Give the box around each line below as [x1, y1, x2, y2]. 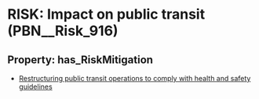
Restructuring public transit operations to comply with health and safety [18, 74, 251, 83]
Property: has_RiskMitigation [7, 53, 154, 66]
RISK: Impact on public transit [7, 5, 206, 23]
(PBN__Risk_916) [7, 22, 119, 40]
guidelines [18, 82, 53, 91]
